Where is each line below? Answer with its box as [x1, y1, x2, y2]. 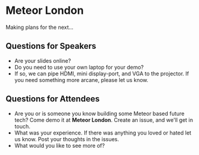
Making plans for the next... [5, 24, 73, 31]
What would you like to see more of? [14, 142, 105, 149]
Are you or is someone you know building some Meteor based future [14, 110, 185, 117]
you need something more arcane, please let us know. [14, 76, 148, 83]
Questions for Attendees [5, 94, 100, 104]
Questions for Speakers [5, 41, 97, 51]
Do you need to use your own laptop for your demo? [14, 63, 144, 71]
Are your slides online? [14, 57, 72, 64]
